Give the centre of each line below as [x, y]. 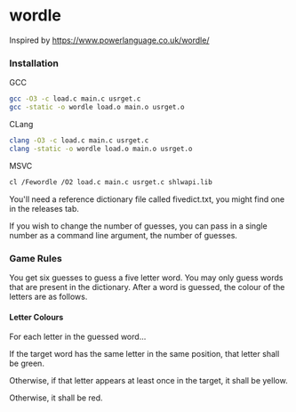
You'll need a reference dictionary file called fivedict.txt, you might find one [147, 199]
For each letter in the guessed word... [78, 337]
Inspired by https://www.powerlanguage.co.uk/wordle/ [109, 40]
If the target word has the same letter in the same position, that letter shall [144, 354]
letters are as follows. [48, 296]
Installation [34, 63]
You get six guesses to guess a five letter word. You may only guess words [146, 278]
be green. [27, 364]
